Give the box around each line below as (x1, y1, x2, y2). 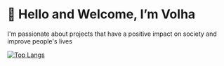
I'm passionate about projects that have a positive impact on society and (7, 29, 218, 38)
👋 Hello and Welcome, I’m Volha (7, 6, 196, 22)
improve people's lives (7, 37, 72, 45)
